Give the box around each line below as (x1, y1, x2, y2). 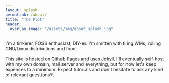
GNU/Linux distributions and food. (5, 46, 77, 52)
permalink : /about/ (5, 12, 47, 17)
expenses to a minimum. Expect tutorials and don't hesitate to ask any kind (5, 67, 163, 73)
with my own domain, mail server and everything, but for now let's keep (5, 61, 157, 67)
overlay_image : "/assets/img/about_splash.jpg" (10, 26, 114, 32)
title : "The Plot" (5, 17, 45, 22)
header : (5, 21, 22, 27)
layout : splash (5, 7, 38, 13)
